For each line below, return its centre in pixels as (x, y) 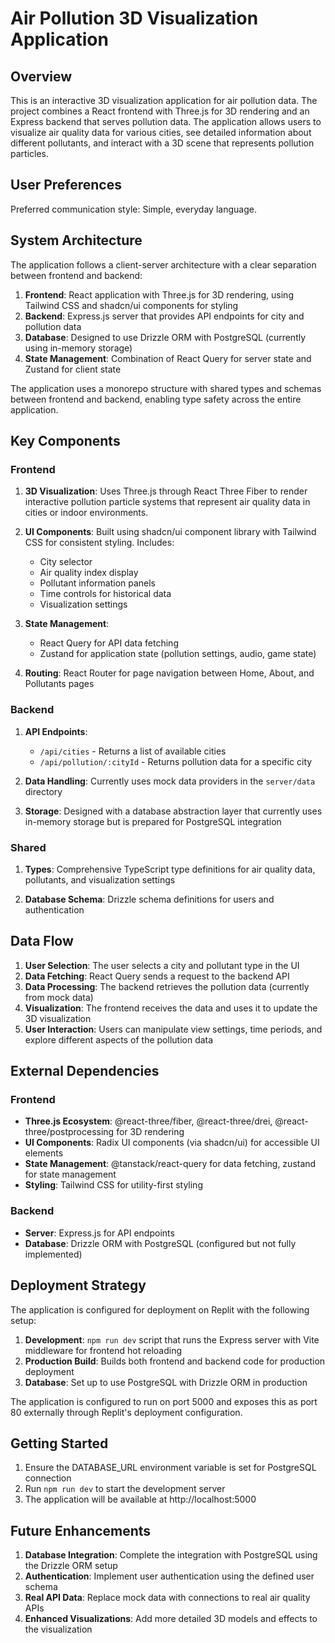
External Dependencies (85, 1071)
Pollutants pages (59, 684)
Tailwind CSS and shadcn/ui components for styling (131, 305)
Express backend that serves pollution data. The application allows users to (166, 121)
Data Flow (42, 941)
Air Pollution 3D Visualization (134, 18)
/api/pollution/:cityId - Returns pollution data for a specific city (176, 761)
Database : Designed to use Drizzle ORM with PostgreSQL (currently (165, 337)
